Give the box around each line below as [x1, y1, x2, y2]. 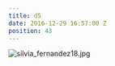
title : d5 [8, 11, 42, 20]
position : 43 [8, 27, 53, 35]
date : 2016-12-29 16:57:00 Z [8, 19, 107, 27]
